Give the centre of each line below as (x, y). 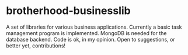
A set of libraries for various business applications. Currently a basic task (94, 27)
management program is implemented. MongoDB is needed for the (86, 33)
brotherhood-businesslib (68, 11)
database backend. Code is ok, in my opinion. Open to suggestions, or (90, 39)
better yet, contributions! (36, 46)
